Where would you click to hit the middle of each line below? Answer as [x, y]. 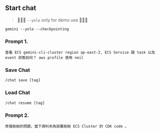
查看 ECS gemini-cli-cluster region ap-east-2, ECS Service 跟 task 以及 [80, 53]
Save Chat [18, 70]
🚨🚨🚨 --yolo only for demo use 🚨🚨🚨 [53, 20]
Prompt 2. [17, 115]
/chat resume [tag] [25, 103]
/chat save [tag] [23, 80]
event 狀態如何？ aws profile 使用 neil [44, 58]
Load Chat [18, 93]
